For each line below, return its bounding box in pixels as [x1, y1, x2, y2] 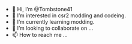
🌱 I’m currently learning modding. [11, 18, 95, 25]
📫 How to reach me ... [11, 32, 68, 38]
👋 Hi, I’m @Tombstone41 [11, 6, 73, 12]
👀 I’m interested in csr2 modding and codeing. [11, 12, 126, 19]
